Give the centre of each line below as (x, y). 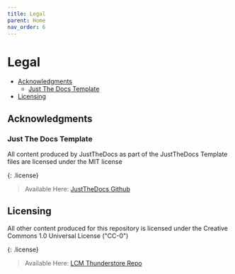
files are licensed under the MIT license (65, 162)
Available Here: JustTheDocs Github (78, 189)
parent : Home (27, 20)
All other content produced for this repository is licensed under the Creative (118, 228)
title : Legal (27, 14)
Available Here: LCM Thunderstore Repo (84, 263)
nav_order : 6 (27, 27)
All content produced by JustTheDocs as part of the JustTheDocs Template (117, 154)
